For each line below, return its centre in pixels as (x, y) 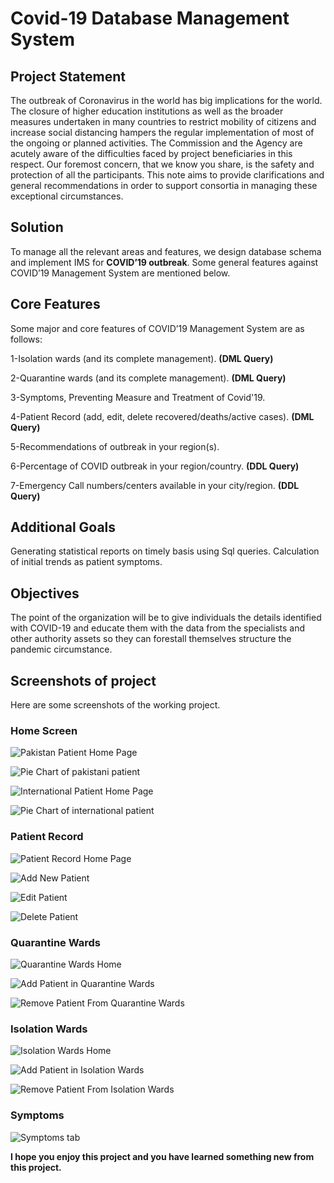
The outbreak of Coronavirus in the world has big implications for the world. (166, 100)
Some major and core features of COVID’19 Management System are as (157, 328)
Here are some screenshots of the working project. (115, 705)
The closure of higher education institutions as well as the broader (147, 111)
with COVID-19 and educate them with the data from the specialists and (158, 628)
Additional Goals (63, 527)
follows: (26, 339)
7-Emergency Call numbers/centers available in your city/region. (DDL (155, 485)
